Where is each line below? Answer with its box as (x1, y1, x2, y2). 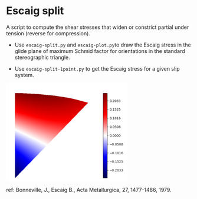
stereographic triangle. (14, 54, 70, 61)
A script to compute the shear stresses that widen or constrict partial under (6, 24, 189, 31)
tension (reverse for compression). (6, 29, 90, 37)
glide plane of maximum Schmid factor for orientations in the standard (14, 47, 185, 54)
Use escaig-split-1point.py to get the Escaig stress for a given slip (14, 65, 180, 72)
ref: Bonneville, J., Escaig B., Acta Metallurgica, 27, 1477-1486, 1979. (6, 186, 172, 193)
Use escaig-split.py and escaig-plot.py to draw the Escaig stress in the (14, 41, 191, 48)
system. (14, 71, 34, 78)
